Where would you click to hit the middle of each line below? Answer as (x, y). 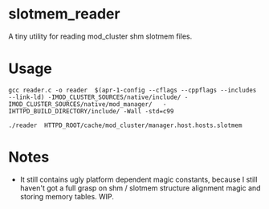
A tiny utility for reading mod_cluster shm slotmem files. (100, 36)
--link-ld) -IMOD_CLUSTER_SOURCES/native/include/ (95, 97)
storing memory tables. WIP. (67, 196)
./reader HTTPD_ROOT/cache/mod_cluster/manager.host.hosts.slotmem (125, 125)
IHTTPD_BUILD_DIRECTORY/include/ (64, 111)
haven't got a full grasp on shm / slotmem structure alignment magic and (140, 188)
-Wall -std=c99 (149, 111)
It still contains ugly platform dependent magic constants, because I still (139, 179)
